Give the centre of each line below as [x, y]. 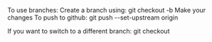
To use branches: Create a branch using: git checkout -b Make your [107, 10]
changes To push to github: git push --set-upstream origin [93, 17]
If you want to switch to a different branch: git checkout [89, 31]
